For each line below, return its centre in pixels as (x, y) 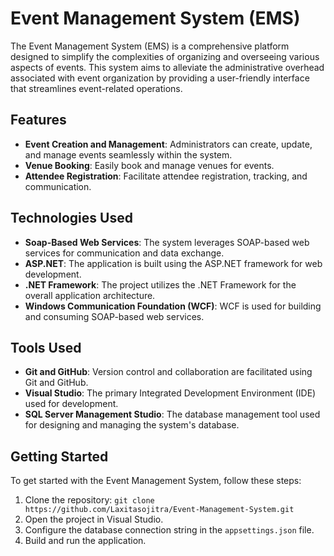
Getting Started (59, 456)
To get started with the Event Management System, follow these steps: (156, 481)
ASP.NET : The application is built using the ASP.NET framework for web (173, 263)
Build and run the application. (85, 541)
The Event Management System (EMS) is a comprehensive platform (150, 46)
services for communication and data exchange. (124, 253)
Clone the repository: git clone (89, 500)
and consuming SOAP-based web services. (114, 316)
